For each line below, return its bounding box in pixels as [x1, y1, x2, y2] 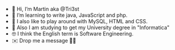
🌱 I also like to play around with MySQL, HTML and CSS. [11, 18, 148, 24]
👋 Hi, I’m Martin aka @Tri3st [11, 6, 79, 12]
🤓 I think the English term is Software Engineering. [11, 30, 134, 37]
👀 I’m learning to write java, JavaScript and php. [11, 12, 128, 19]
